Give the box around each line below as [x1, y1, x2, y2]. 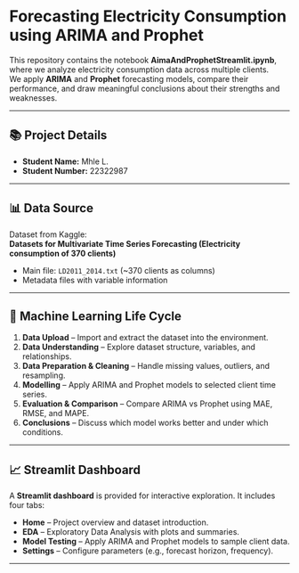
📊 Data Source [9, 201, 93, 216]
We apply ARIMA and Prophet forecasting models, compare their [9, 73, 249, 84]
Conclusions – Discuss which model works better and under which [21, 417, 269, 429]
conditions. [21, 427, 64, 438]
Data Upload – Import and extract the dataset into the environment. [21, 332, 269, 343]
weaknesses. [9, 92, 58, 103]
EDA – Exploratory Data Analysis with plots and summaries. [21, 527, 240, 537]
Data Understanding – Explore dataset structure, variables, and [21, 341, 256, 353]
